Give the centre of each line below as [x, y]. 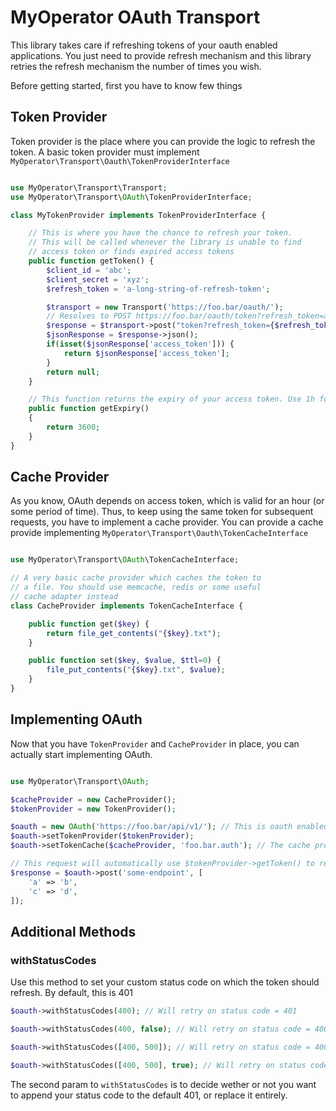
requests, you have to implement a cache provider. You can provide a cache [167, 522]
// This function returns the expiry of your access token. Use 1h [171, 399]
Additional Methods [73, 931]
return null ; [73, 372]
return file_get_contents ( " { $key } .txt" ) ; [134, 633]
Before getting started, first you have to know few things [126, 85]
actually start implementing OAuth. [81, 754]
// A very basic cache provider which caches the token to [136, 578]
